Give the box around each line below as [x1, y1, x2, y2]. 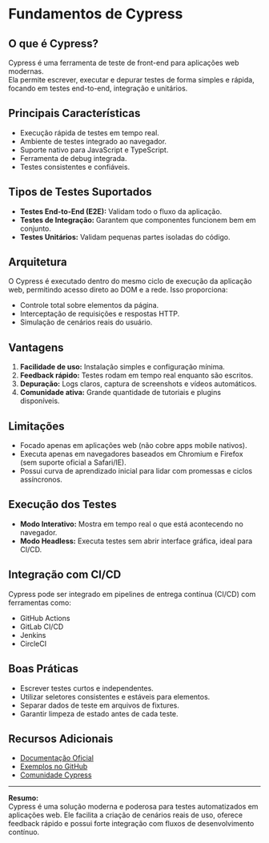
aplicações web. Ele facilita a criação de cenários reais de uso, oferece [8, 810, 243, 820]
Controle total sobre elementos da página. [19, 300, 159, 310]
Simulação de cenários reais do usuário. [19, 317, 153, 327]
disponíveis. [19, 396, 60, 405]
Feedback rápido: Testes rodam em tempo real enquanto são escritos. [19, 370, 254, 381]
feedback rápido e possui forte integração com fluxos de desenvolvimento [8, 819, 255, 829]
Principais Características [8, 107, 141, 120]
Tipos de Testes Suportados [8, 185, 152, 199]
